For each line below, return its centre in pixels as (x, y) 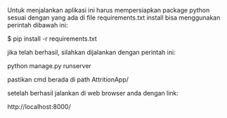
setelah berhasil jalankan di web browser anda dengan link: (93, 93)
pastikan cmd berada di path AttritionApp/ (68, 79)
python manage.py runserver (49, 66)
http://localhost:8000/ (39, 107)
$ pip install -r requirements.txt (52, 39)
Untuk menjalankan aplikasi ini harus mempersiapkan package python (109, 10)
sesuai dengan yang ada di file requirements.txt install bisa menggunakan (114, 18)
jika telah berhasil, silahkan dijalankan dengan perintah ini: (91, 52)
